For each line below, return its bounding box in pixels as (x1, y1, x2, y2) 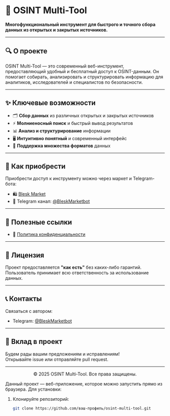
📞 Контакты (5, 295, 42, 303)
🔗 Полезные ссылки (5, 218, 72, 227)
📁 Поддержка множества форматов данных (12, 142, 111, 149)
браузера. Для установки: (5, 386, 62, 392)
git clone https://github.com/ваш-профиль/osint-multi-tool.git (12, 406, 151, 411)
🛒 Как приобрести (5, 162, 66, 171)
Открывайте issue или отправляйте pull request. (5, 356, 109, 362)
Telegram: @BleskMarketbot (12, 317, 72, 324)
